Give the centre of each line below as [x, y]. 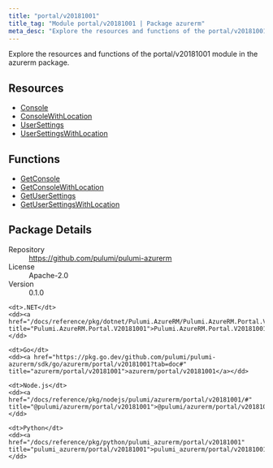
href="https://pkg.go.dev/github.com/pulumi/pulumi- [125, 357]
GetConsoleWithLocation [62, 187]
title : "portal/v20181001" [54, 16]
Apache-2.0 [49, 275]
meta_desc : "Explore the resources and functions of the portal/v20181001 [138, 31]
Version [21, 284]
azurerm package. [39, 62]
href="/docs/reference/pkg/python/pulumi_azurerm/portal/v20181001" [127, 442]
